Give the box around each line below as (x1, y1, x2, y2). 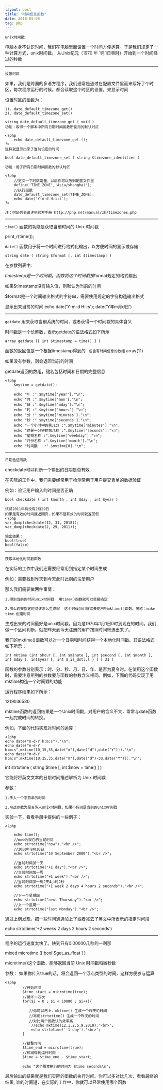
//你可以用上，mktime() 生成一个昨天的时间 (29, 1008, 107, 1014)
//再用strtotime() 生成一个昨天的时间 (29, 1014, 99, 1018)
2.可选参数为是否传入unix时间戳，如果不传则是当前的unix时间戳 (5, 805, 117, 810)
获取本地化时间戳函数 (5, 557, 41, 562)
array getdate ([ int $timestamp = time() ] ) (5, 339, 101, 344)
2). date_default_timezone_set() (5, 111, 73, 116)
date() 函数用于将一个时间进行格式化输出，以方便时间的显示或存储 (5, 244, 138, 250)
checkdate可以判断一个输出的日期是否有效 (5, 467, 90, 472)
